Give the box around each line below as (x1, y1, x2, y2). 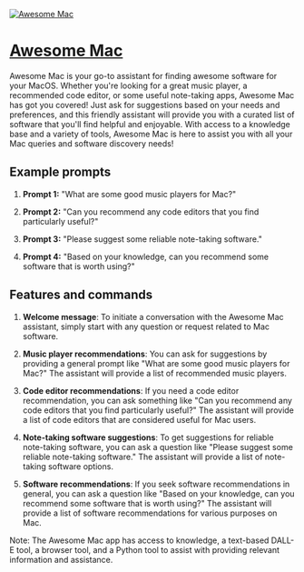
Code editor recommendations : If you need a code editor (22, 385, 240, 396)
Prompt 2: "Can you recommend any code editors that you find (22, 206, 260, 217)
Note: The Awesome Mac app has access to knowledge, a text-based (9, 535, 270, 546)
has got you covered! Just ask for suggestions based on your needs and (9, 99, 280, 110)
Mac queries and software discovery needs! (9, 137, 174, 149)
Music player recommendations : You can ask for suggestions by (22, 348, 268, 359)
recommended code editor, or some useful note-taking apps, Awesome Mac (9, 89, 295, 100)
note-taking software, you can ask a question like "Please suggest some (22, 441, 293, 452)
